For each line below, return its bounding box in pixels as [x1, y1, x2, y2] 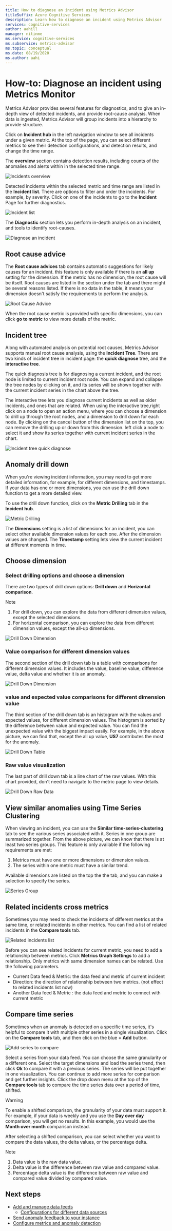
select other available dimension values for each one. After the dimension [5, 531, 161, 537]
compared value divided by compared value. [12, 1175, 108, 1181]
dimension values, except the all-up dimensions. [12, 625, 116, 631]
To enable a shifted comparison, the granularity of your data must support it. [5, 1107, 167, 1113]
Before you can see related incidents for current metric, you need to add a [5, 947, 162, 953]
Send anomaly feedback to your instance [12, 1215, 100, 1221]
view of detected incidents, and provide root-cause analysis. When [18, 111, 161, 117]
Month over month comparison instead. [5, 1123, 90, 1129]
